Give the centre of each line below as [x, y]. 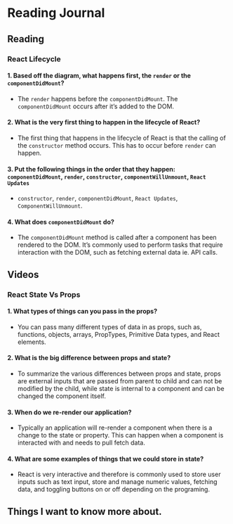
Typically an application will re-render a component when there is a [115, 428]
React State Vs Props [44, 295]
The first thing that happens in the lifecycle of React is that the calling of [121, 138]
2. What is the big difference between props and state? [89, 358]
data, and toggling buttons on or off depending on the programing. [114, 490]
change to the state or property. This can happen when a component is [120, 435]
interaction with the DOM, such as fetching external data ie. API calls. [117, 253]
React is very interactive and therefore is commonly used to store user [119, 474]
